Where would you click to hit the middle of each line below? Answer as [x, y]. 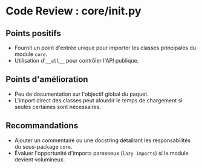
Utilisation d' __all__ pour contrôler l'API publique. [77, 61]
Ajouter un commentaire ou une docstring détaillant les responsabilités [103, 140]
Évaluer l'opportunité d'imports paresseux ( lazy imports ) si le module [101, 153]
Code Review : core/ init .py [73, 11]
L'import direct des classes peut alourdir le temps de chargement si [98, 100]
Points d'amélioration [47, 79]
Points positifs [34, 33]
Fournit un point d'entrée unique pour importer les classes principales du [105, 48]
